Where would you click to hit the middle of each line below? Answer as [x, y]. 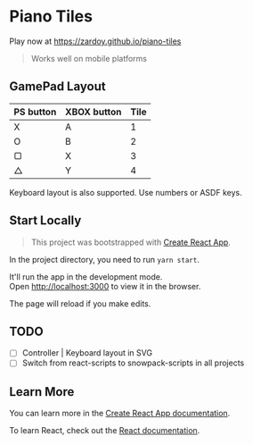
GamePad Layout [57, 87]
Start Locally [45, 221]
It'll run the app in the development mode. [86, 276]
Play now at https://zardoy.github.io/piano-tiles [95, 41]
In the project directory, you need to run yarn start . [105, 259]
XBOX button [94, 112]
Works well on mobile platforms [89, 58]
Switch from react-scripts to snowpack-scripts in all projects [133, 363]
